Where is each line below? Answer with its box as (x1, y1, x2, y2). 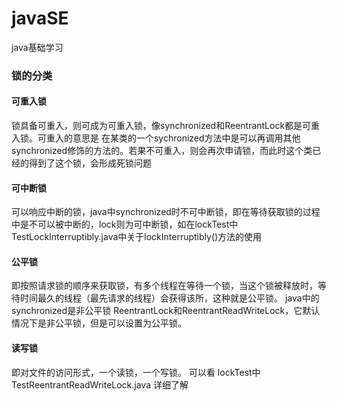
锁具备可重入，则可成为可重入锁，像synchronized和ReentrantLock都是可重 (11, 120, 321, 132)
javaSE (11, 7, 69, 30)
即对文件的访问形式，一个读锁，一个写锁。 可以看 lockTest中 (11, 366, 261, 378)
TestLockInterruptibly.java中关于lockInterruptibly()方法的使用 (11, 231, 263, 243)
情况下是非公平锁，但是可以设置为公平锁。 (11, 317, 187, 329)
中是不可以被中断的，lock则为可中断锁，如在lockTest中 (11, 218, 239, 231)
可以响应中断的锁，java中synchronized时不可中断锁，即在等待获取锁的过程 (11, 206, 321, 218)
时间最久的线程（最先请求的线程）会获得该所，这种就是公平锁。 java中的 (19, 292, 320, 304)
